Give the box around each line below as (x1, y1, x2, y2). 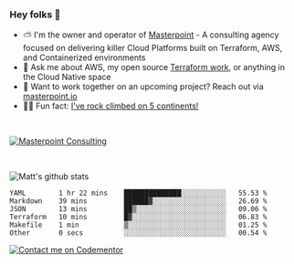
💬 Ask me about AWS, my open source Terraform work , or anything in (22, 62, 286, 73)
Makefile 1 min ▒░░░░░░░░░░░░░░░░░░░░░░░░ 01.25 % (9, 220, 268, 230)
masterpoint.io (22, 91, 78, 102)
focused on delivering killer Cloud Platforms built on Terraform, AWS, (22, 43, 283, 54)
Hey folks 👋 (9, 8, 61, 21)
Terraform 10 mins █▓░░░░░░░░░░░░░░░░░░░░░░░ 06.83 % (9, 213, 268, 222)
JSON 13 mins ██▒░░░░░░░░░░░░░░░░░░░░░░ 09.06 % (9, 205, 268, 214)
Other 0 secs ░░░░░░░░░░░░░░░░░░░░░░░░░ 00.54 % (9, 228, 268, 238)
